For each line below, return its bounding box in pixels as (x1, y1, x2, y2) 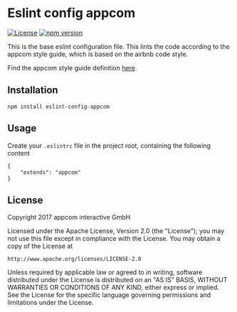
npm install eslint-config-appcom (7, 103, 110, 110)
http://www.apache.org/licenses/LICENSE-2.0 (7, 256, 142, 263)
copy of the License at (7, 242, 73, 250)
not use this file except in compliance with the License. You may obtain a (7, 235, 221, 243)
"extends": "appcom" (20, 168, 81, 176)
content (7, 149, 31, 157)
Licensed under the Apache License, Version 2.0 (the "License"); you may (7, 227, 225, 235)
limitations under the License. (7, 298, 94, 307)
